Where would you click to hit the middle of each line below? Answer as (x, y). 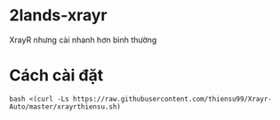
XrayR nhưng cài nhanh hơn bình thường (83, 40)
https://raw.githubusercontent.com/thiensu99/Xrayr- (172, 99)
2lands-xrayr (59, 15)
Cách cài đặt (56, 75)
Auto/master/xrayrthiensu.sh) (65, 107)
